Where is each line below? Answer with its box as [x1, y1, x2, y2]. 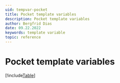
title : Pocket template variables [5, 12, 77, 17]
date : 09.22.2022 [5, 26, 41, 31]
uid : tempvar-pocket [5, 7, 48, 12]
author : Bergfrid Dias [5, 21, 52, 26]
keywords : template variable [5, 30, 65, 35]
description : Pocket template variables [5, 16, 90, 21]
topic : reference [5, 35, 41, 40]
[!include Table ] [5, 72, 36, 78]
